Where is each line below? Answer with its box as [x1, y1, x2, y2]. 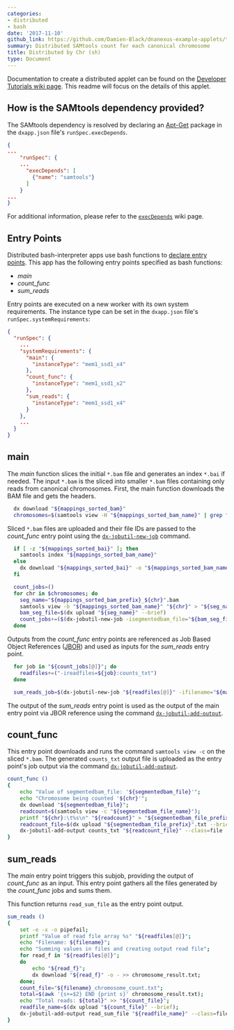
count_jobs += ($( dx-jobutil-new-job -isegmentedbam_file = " [19, 616, 192, 623]
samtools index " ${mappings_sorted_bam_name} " [19, 551, 157, 559]
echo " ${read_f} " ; [32, 965, 86, 972]
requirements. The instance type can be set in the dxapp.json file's [7, 308, 198, 316]
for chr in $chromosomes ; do [13, 589, 98, 597]
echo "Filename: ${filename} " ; [19, 939, 111, 946]
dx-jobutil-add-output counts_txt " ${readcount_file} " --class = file [19, 827, 223, 834]
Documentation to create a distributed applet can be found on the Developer [7, 74, 226, 83]
